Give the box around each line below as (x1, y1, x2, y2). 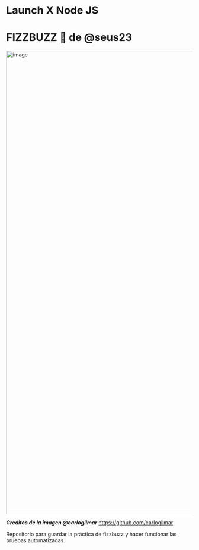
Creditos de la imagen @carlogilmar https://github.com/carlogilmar (6, 519, 174, 526)
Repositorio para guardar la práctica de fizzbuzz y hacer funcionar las (6, 530, 177, 538)
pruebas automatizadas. (6, 537, 65, 544)
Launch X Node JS (6, 4, 99, 17)
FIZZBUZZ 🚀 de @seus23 (6, 31, 132, 45)
